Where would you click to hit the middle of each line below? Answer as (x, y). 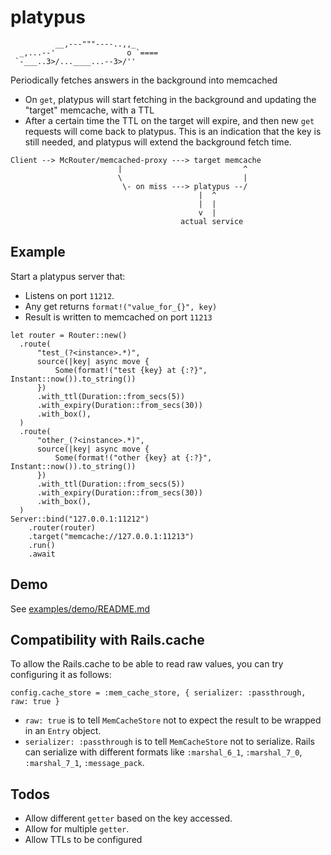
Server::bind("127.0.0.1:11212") (80, 519)
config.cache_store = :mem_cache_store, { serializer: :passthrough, (158, 693)
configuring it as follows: (61, 675)
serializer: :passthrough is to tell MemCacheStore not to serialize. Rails (169, 742)
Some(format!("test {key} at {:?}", (131, 370)
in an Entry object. (63, 731)
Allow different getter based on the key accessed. (128, 818)
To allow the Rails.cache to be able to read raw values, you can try (147, 664)
